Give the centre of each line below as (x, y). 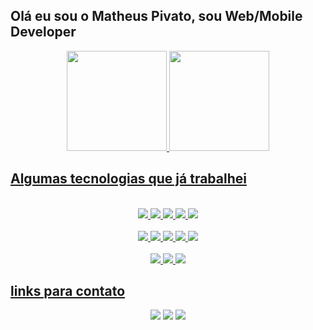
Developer (43, 32)
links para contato (68, 291)
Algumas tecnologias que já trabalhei (128, 179)
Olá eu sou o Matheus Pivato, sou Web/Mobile (156, 16)
